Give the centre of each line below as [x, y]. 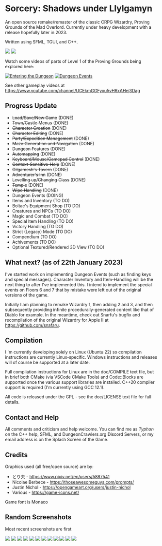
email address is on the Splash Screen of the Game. [57, 440]
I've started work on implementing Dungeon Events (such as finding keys [78, 274]
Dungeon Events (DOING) [38, 195]
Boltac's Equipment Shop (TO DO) [46, 206]
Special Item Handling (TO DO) [43, 221]
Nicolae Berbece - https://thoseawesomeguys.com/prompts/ [73, 482]
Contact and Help [32, 417]
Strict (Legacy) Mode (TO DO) [42, 232]
